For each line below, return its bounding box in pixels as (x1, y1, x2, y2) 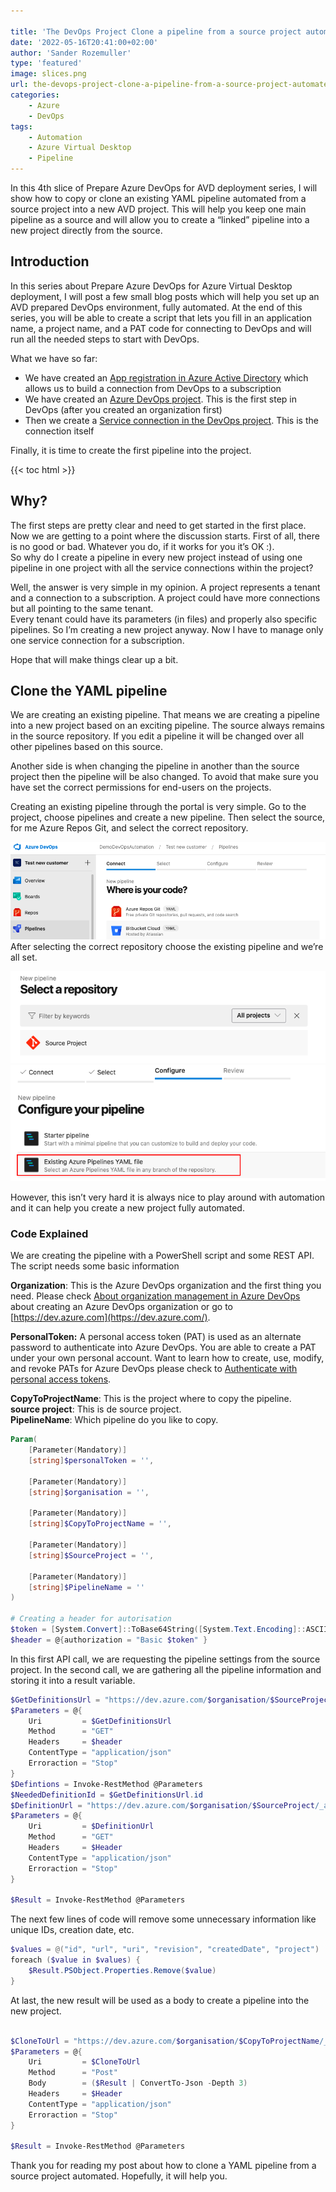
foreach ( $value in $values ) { (10, 1955, 141, 1965)
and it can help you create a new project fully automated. (10, 1201, 245, 1214)
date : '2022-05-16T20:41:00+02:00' (10, 37, 159, 47)
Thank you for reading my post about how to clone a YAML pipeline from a (10, 2160, 317, 2172)
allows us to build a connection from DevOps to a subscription (24, 382, 282, 394)
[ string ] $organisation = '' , (28, 1487, 150, 1497)
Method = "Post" (28, 2068, 118, 2078)
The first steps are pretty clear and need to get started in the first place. (10, 519, 307, 531)
